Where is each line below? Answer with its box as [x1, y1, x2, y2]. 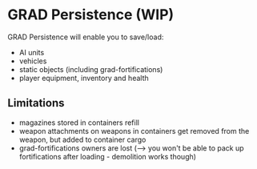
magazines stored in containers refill [18, 118, 139, 127]
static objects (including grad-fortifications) [18, 64, 163, 74]
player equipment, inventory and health [18, 73, 149, 82]
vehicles [18, 56, 47, 66]
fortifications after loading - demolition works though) [18, 151, 197, 161]
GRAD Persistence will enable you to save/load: [7, 32, 164, 42]
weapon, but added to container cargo [18, 135, 147, 144]
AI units [18, 47, 45, 57]
